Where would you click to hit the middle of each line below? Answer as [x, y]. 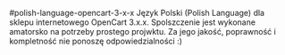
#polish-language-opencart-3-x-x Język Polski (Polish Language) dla [137, 13]
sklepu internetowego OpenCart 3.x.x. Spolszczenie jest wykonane [133, 22]
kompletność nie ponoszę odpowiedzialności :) [96, 41]
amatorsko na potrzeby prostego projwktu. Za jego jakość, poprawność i [143, 31]
